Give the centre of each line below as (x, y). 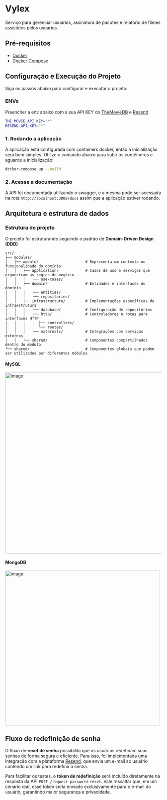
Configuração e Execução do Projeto (63, 76)
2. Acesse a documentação (39, 182)
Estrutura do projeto (30, 228)
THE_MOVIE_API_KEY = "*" (29, 121)
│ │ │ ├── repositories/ (38, 297)
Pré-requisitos (28, 44)
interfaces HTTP (22, 318)
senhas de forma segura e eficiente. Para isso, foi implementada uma (76, 756)
